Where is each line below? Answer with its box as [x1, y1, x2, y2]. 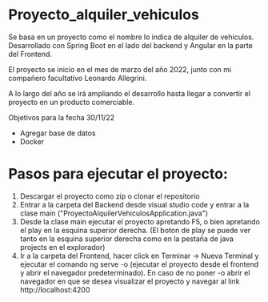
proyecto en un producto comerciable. [8, 97, 135, 107]
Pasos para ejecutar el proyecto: [8, 165, 228, 183]
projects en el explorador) [19, 242, 106, 252]
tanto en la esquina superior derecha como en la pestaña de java [19, 234, 234, 244]
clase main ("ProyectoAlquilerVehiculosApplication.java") [19, 208, 209, 218]
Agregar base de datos [19, 128, 96, 138]
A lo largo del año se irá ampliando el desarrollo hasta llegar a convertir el [8, 88, 250, 98]
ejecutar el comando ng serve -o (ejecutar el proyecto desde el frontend [19, 259, 259, 269]
